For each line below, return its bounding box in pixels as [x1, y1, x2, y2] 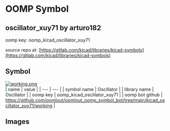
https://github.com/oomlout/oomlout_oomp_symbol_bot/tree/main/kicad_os [5, 97, 165, 103]
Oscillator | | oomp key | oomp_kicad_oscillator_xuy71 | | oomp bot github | [5, 92, 163, 98]
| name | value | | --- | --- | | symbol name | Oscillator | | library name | [5, 86, 154, 92]
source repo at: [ [5, 47, 41, 53]
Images [5, 117, 30, 126]
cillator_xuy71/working [5, 102, 52, 108]
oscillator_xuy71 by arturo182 [5, 24, 101, 32]
